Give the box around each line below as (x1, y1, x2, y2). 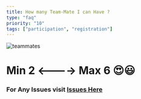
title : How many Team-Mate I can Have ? (6, 9, 111, 15)
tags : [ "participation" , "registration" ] (6, 26, 113, 32)
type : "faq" (6, 15, 36, 21)
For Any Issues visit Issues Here (6, 86, 103, 94)
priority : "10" (6, 20, 45, 26)
